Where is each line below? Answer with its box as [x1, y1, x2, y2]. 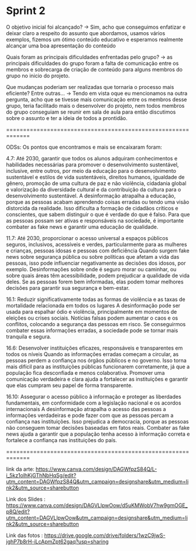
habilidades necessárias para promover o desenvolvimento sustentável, [6, 161, 179, 168]
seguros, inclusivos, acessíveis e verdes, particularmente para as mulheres [6, 241, 187, 248]
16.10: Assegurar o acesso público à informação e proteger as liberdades [6, 393, 181, 400]
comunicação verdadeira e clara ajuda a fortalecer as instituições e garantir [6, 375, 188, 382]
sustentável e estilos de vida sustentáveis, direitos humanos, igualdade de [6, 173, 185, 180]
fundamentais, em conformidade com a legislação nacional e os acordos [6, 399, 181, 406]
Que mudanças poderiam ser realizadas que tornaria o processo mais [6, 83, 174, 90]
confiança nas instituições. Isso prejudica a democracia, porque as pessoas [6, 417, 189, 425]
